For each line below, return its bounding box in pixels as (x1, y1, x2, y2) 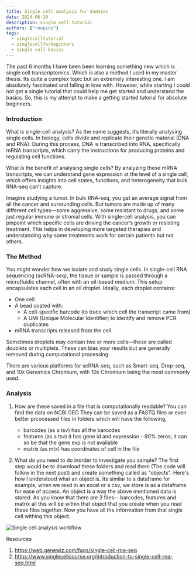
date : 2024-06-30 (6, 14, 49, 20)
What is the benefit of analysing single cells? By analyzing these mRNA (6, 165, 177, 172)
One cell (14, 296, 35, 303)
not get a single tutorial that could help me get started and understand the (6, 87, 184, 94)
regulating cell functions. (6, 153, 66, 160)
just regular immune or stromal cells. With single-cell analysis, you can (6, 213, 176, 220)
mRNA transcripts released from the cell (14, 327, 112, 334)
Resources (6, 535, 32, 542)
